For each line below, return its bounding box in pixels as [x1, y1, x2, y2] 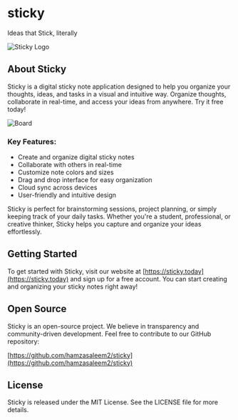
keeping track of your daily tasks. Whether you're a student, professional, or [7, 212, 232, 221]
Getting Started [7, 248, 78, 260]
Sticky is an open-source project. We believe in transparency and [7, 321, 200, 330]
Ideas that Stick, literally [7, 29, 78, 37]
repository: [7, 337, 40, 346]
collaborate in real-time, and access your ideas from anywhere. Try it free [7, 97, 224, 106]
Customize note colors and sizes [17, 168, 114, 176]
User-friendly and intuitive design [17, 191, 116, 199]
